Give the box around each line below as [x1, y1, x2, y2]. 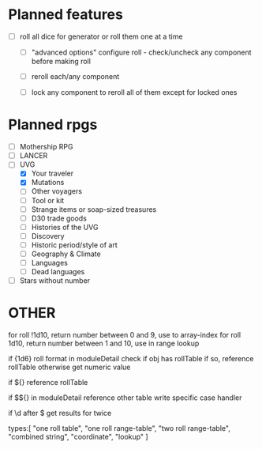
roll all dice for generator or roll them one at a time [19, 32, 183, 41]
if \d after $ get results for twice [8, 409, 112, 418]
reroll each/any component [31, 72, 120, 81]
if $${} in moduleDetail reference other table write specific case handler [8, 393, 242, 402]
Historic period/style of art [31, 240, 118, 250]
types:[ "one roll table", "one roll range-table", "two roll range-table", [8, 424, 230, 433]
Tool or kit [31, 195, 65, 205]
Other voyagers [31, 187, 83, 196]
